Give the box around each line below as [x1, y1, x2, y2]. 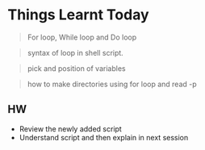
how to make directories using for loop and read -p [27, 79, 197, 89]
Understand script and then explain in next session [19, 132, 189, 142]
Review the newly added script [19, 123, 122, 134]
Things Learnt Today [7, 6, 150, 24]
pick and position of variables [27, 63, 126, 73]
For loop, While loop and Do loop [27, 32, 137, 42]
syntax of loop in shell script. [27, 48, 124, 57]
